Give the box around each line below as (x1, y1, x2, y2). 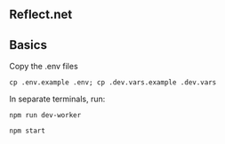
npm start (9, 126, 46, 136)
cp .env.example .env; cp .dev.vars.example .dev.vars (9, 78, 217, 87)
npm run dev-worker (9, 111, 82, 120)
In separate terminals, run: (9, 93, 106, 105)
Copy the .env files (9, 61, 78, 72)
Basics (9, 37, 47, 52)
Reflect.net (9, 7, 73, 22)
